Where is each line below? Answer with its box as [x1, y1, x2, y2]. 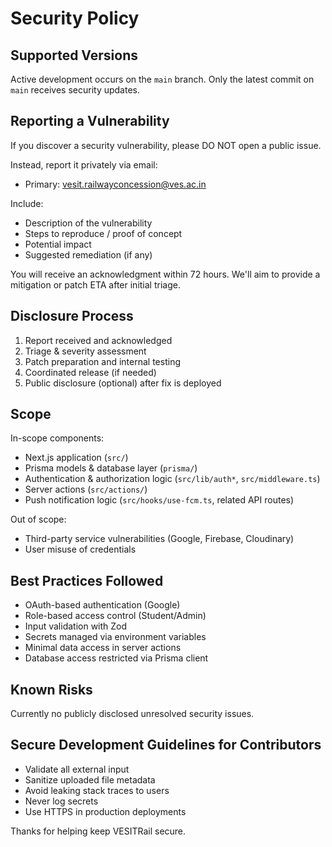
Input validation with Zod [24, 620, 128, 632]
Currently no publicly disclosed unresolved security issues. [10, 708, 255, 720]
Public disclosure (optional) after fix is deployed [24, 377, 222, 389]
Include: [10, 197, 44, 209]
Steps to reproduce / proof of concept [24, 227, 183, 239]
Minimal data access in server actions [24, 642, 182, 654]
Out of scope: [10, 513, 67, 526]
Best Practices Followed [10, 572, 164, 589]
